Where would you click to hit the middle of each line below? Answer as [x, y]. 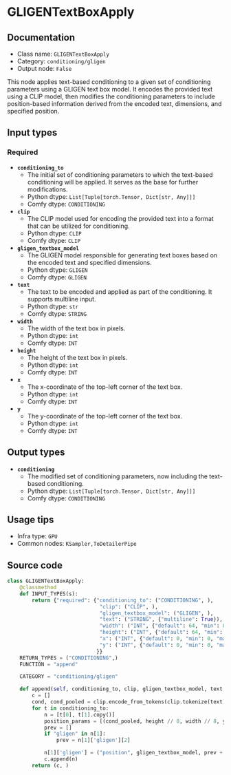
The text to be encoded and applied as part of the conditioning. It [120, 291]
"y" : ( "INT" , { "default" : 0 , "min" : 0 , [156, 645]
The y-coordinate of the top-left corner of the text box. [105, 416]
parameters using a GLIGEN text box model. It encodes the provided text [110, 89]
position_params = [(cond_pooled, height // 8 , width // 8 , [132, 721]
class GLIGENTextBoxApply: [46, 581]
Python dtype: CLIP [54, 233]
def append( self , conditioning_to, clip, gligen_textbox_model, [113, 689]
